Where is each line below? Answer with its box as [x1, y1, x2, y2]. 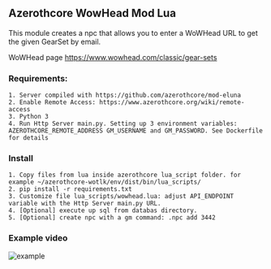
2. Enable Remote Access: [8, 98, 96, 106]
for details [8, 134, 49, 142]
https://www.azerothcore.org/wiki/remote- [98, 98, 245, 106]
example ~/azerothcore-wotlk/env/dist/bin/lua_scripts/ [8, 178, 201, 186]
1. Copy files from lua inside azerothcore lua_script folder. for [8, 171, 242, 180]
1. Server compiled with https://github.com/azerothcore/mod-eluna [8, 91, 242, 100]
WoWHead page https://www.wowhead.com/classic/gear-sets [8, 52, 217, 62]
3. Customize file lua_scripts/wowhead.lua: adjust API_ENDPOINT [8, 193, 234, 201]
